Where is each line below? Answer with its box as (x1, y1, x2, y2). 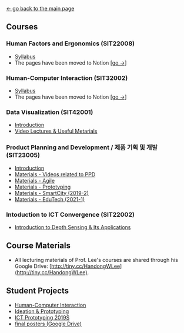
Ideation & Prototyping (14, 308, 69, 315)
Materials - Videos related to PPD (14, 170, 96, 178)
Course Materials (6, 241, 71, 251)
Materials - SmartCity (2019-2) (14, 189, 89, 196)
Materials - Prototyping (14, 183, 71, 190)
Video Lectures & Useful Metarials (14, 127, 98, 134)
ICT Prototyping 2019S (14, 314, 70, 321)
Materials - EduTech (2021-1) (14, 196, 85, 203)
